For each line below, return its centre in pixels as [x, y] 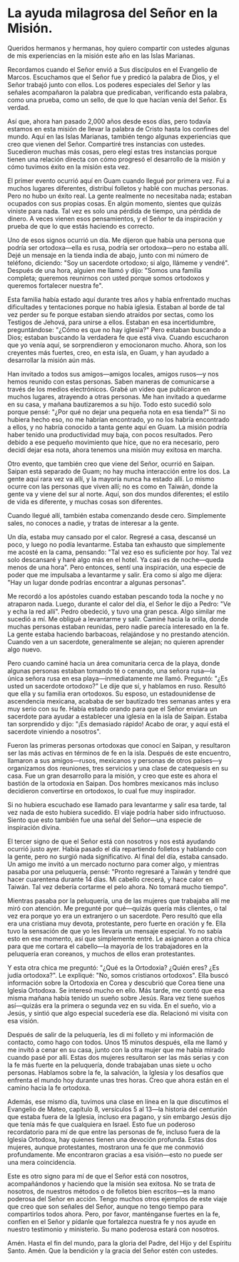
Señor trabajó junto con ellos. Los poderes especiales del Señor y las [109, 84]
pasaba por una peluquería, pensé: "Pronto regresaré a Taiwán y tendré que [119, 871]
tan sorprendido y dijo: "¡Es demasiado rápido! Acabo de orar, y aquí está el [118, 723]
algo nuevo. [25, 649]
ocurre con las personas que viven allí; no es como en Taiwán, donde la [113, 486]
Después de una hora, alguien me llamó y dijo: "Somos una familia [105, 270]
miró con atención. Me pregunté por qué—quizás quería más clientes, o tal [117, 908]
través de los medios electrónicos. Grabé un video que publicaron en [109, 389]
